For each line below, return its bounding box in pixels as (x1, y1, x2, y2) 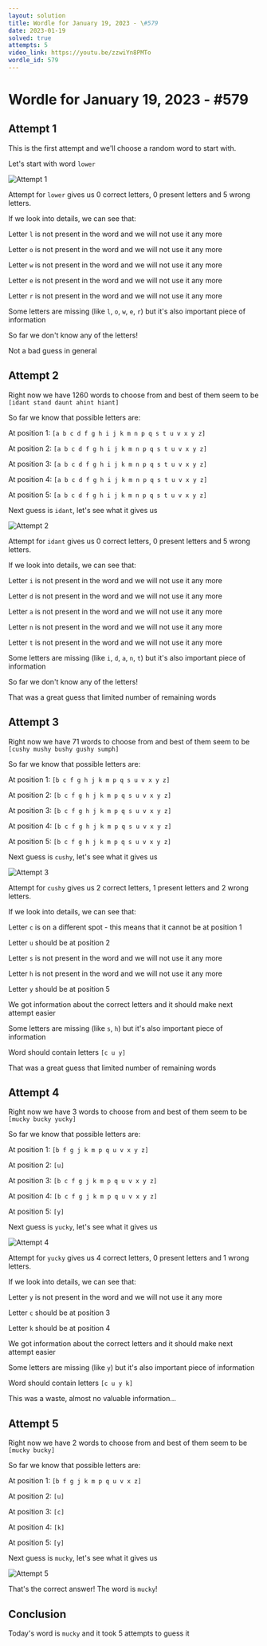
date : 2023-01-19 (8, 26, 66, 34)
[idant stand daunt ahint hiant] (8, 398, 120, 407)
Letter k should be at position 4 (8, 1324, 111, 1333)
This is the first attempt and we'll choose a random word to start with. (8, 143, 237, 152)
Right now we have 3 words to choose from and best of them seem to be (8, 1107, 248, 1117)
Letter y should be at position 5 (8, 984, 110, 993)
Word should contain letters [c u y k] (8, 1378, 133, 1388)
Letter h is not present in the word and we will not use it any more (8, 969, 223, 978)
